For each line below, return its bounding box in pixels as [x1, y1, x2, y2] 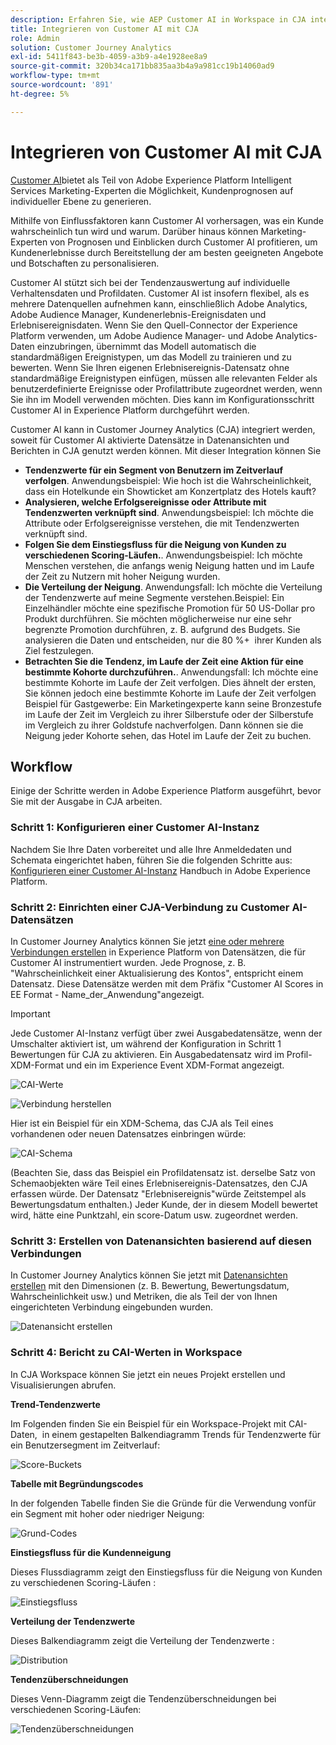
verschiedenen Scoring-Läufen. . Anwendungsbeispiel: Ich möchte [24, 549, 303, 561]
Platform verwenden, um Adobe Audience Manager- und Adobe [10, 329, 274, 341]
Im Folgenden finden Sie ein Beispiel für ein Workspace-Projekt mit [10, 1417, 287, 1430]
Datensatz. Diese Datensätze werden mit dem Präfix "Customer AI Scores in [10, 977, 324, 990]
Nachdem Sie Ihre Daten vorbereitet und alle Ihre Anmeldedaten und [10, 843, 292, 855]
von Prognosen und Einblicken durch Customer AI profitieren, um [49, 236, 318, 248]
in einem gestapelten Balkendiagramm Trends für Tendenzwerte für [41, 1428, 322, 1440]
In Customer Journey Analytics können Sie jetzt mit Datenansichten [10, 1269, 288, 1281]
